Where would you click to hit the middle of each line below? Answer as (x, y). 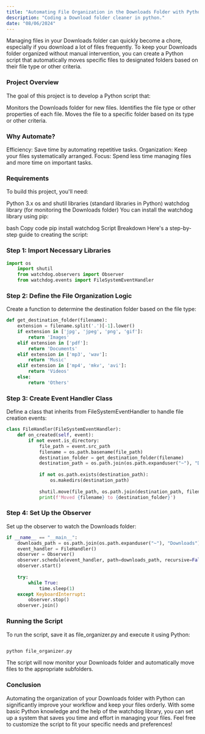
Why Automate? (31, 136)
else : (24, 377)
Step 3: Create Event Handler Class (59, 398)
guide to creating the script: (53, 235)
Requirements (28, 178)
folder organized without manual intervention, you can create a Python (95, 54)
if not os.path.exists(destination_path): (94, 475)
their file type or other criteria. (44, 67)
